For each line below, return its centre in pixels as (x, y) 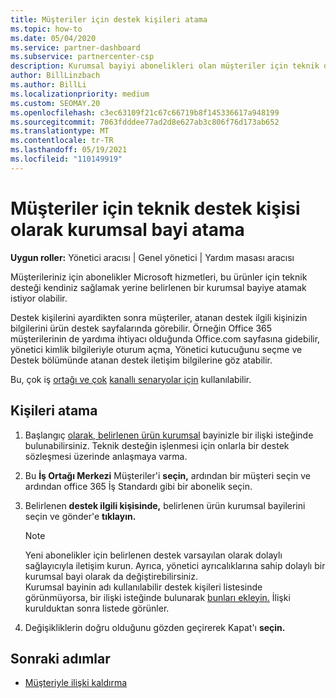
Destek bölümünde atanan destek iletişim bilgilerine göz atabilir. (141, 360)
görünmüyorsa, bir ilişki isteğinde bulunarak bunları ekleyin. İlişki (157, 597)
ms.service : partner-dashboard (75, 47)
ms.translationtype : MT (60, 131)
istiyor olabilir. (39, 298)
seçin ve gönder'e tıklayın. (80, 516)
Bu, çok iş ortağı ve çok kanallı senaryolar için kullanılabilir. (131, 379)
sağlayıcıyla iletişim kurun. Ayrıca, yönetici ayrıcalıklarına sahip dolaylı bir (175, 565)
